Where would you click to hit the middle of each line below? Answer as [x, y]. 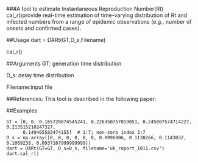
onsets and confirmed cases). [44, 28]
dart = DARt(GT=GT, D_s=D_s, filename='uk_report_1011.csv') [86, 148]
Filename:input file [30, 87]
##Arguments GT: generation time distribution [64, 64]
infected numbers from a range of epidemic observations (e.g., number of [99, 22]
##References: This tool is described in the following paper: [81, 99]
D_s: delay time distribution [40, 75]
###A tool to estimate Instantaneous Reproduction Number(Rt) [85, 9]
